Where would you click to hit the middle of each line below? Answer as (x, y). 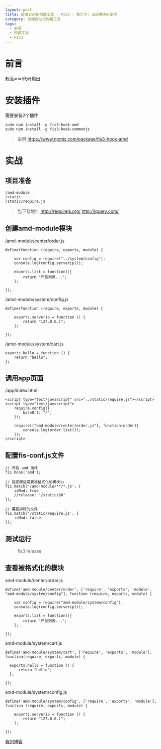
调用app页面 (24, 378)
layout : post (19, 10)
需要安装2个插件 (22, 115)
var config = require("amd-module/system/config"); (69, 602)
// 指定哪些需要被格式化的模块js (35, 482)
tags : (11, 24)
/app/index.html (21, 390)
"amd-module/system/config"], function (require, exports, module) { (79, 594)
